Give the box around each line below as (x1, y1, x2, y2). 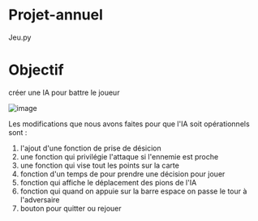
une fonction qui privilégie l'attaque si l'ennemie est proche (19, 151, 219, 161)
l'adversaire (19, 194, 60, 204)
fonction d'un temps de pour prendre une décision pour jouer (19, 168, 226, 179)
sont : (8, 127, 28, 137)
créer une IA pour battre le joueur (8, 87, 120, 97)
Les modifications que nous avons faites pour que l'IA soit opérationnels (8, 119, 250, 129)
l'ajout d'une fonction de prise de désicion (19, 143, 162, 153)
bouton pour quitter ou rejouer (19, 203, 122, 213)
